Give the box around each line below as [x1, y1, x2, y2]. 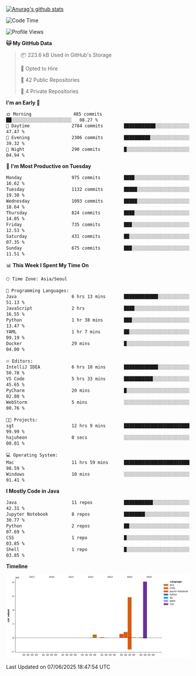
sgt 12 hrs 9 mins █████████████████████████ [6, 423, 190, 429]
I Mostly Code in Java [6, 487, 60, 495]
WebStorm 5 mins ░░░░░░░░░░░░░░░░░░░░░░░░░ [6, 399, 190, 405]
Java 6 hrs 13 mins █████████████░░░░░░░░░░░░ [6, 294, 190, 300]
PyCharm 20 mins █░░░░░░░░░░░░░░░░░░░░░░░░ [6, 388, 190, 394]
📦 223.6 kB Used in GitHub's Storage [20, 52, 112, 58]
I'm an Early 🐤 [6, 99, 40, 106]
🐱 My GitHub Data [6, 40, 53, 46]
